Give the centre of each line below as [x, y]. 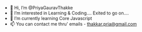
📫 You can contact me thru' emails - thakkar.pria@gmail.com [73, 24]
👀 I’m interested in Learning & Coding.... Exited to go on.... [69, 13]
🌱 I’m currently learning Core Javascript [51, 18]
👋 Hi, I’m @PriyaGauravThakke [41, 8]
